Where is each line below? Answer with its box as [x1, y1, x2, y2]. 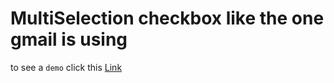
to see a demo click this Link [10, 61, 123, 73]
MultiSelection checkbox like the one [10, 7, 325, 30]
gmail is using [10, 28, 128, 51]
